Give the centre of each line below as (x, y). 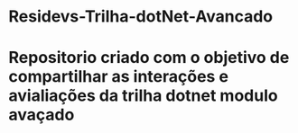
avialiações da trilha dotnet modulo (143, 96)
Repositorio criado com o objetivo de (149, 58)
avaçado (42, 115)
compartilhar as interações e (119, 77)
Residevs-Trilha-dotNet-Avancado (140, 17)
